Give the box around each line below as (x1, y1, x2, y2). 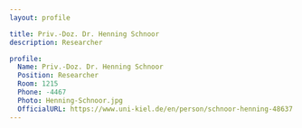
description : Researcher (9, 38, 103, 47)
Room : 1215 (17, 79, 59, 88)
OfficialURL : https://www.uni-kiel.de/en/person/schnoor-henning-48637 (17, 105, 294, 114)
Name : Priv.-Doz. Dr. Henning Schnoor (17, 62, 165, 72)
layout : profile (9, 13, 71, 23)
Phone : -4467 (17, 87, 67, 96)
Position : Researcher (17, 71, 99, 80)
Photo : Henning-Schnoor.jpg (17, 96, 124, 105)
